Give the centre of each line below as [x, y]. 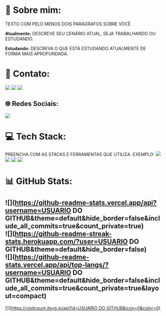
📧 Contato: [28, 74]
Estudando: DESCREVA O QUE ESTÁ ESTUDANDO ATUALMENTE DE [76, 48]
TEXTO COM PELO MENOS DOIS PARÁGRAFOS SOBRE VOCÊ [68, 24]
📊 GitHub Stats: [39, 181]
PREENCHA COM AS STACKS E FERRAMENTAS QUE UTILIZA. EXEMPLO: [80, 154]
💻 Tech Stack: [36, 136]
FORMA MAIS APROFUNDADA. [37, 54]
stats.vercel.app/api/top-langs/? [57, 265]
